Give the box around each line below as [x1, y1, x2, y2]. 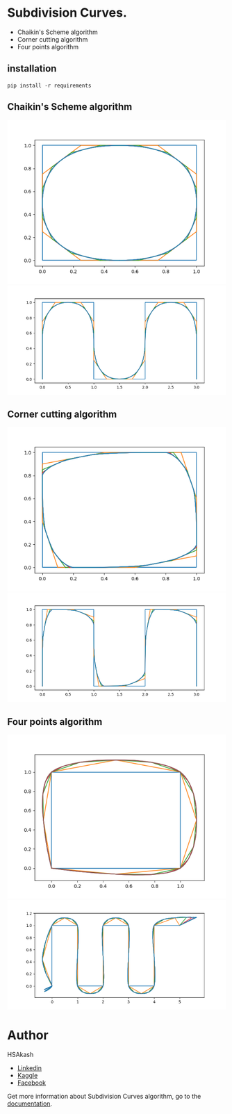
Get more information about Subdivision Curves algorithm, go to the [7, 1092, 201, 1101]
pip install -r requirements [7, 82, 92, 89]
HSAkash [7, 1051, 34, 1059]
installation [7, 63, 57, 74]
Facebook [17, 1079, 47, 1087]
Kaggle [17, 1072, 38, 1080]
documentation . [7, 1099, 53, 1108]
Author [7, 1027, 49, 1043]
